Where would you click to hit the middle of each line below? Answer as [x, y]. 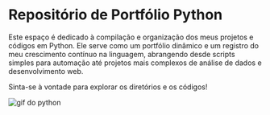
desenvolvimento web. [46, 71]
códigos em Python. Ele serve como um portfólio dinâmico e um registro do [134, 45]
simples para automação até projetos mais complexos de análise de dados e [135, 63]
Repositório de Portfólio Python [116, 15]
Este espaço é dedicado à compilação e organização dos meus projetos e [131, 37]
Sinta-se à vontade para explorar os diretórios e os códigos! [108, 87]
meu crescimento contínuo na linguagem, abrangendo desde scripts [122, 54]
